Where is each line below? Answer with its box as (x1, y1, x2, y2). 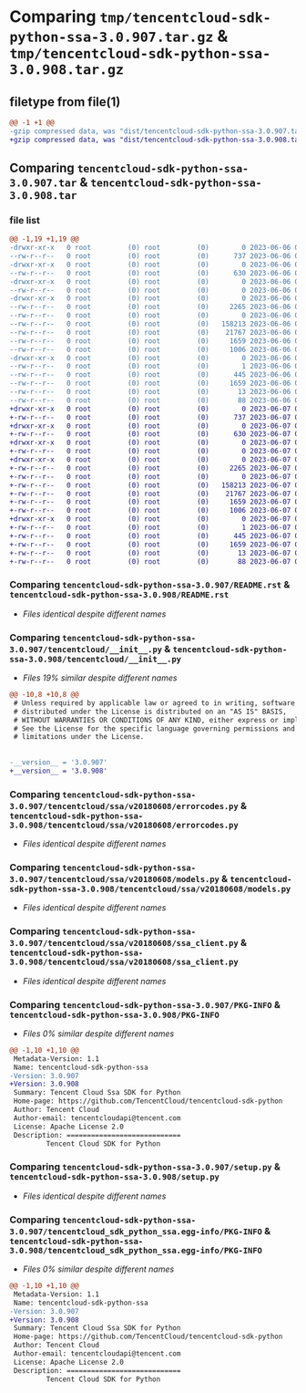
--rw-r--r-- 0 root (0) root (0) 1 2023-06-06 (9, 362, 291, 371)
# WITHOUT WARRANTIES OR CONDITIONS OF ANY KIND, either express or (13, 715, 280, 724)
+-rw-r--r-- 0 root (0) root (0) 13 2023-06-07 (9, 548, 291, 557)
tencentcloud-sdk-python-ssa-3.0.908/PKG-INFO (9, 1010, 220, 1020)
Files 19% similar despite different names (22, 672, 178, 683)
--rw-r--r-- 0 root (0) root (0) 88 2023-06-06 (9, 395, 291, 405)
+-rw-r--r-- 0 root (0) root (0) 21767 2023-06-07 (9, 489, 291, 498)
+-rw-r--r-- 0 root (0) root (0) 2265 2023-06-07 (9, 463, 291, 473)
